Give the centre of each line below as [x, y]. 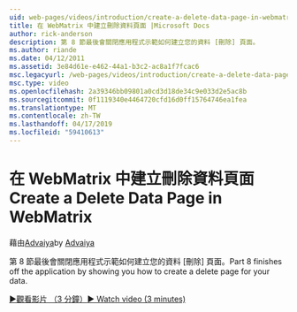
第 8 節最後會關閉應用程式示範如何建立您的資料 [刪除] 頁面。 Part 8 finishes [146, 261]
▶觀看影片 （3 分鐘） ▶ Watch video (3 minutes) [98, 299]
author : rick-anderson [51, 34]
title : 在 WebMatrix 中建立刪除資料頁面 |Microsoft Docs [110, 26]
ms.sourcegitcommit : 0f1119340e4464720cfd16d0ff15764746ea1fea [128, 99]
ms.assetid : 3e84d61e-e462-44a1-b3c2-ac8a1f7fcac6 [104, 67]
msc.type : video [39, 83]
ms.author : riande [43, 50]
